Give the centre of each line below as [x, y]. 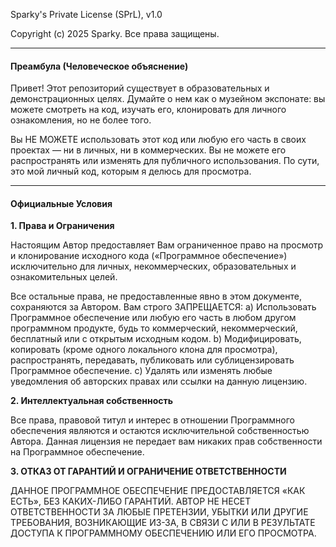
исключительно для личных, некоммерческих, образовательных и [153, 266]
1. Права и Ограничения [62, 226]
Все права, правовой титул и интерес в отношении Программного [152, 420]
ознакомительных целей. [64, 277]
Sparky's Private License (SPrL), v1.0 [86, 14]
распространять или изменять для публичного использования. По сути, [165, 161]
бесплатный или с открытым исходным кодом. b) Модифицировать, [156, 339]
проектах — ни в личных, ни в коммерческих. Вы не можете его [148, 150]
